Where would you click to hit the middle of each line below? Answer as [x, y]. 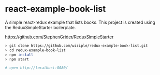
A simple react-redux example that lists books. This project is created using [80, 22]
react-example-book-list [56, 9]
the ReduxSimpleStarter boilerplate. [40, 27]
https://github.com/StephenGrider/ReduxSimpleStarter [59, 37]
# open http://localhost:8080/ [36, 68]
